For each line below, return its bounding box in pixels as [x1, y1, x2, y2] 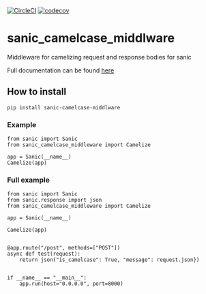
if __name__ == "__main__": [7, 274, 87, 282]
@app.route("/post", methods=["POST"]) [7, 245, 121, 252]
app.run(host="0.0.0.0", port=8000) [19, 280, 124, 287]
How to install [7, 86, 67, 98]
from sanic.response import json [7, 197, 102, 204]
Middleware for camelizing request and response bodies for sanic [7, 53, 192, 61]
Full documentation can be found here [7, 66, 115, 75]
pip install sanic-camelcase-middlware [7, 104, 121, 111]
